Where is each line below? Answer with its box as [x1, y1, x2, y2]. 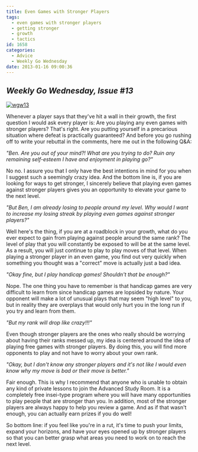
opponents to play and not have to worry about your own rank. [6, 350, 158, 357]
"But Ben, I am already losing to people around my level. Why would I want [6, 204, 189, 211]
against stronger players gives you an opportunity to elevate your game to [6, 186, 186, 193]
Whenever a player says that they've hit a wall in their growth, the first [6, 113, 176, 120]
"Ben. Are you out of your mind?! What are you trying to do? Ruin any [6, 149, 176, 157]
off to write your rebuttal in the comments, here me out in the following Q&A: [6, 138, 192, 145]
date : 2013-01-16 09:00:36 [6, 63, 73, 70]
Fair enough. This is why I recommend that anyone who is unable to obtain [6, 379, 187, 386]
